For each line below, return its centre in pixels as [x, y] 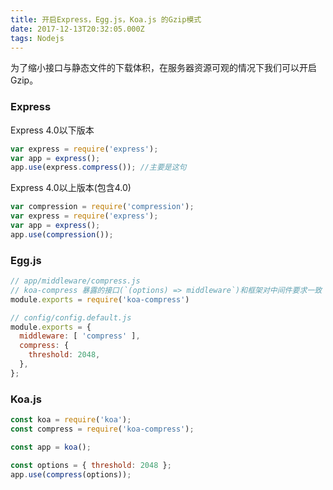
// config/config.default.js [71, 317]
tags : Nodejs [37, 38]
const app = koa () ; [51, 447]
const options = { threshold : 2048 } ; [91, 465]
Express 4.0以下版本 [52, 130]
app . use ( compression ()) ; [62, 234]
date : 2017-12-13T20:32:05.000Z [77, 29]
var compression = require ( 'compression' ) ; [102, 207]
